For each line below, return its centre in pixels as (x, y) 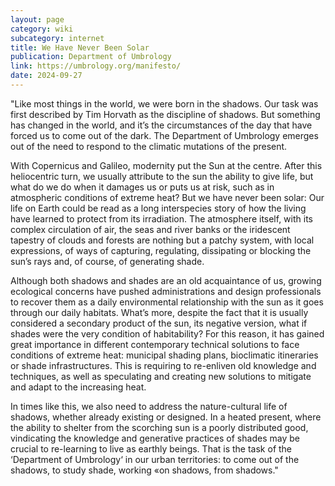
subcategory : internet (57, 38)
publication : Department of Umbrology (91, 57)
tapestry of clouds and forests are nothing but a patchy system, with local (162, 240)
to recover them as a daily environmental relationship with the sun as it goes (167, 302)
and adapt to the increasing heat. (78, 387)
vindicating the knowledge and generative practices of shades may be (155, 438)
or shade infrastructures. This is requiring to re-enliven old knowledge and (163, 365)
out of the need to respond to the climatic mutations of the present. (149, 146)
